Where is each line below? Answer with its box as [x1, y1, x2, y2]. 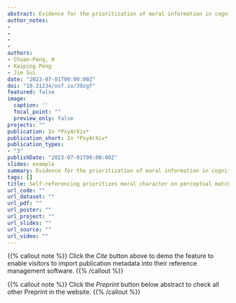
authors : [7, 50, 33, 57]
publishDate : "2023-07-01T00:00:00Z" [7, 154, 118, 162]
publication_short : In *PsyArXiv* [7, 134, 109, 141]
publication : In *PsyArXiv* [7, 128, 90, 135]
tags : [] [7, 174, 33, 181]
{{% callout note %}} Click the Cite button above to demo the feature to [7, 252, 214, 260]
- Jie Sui [7, 69, 37, 76]
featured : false [7, 89, 55, 96]
